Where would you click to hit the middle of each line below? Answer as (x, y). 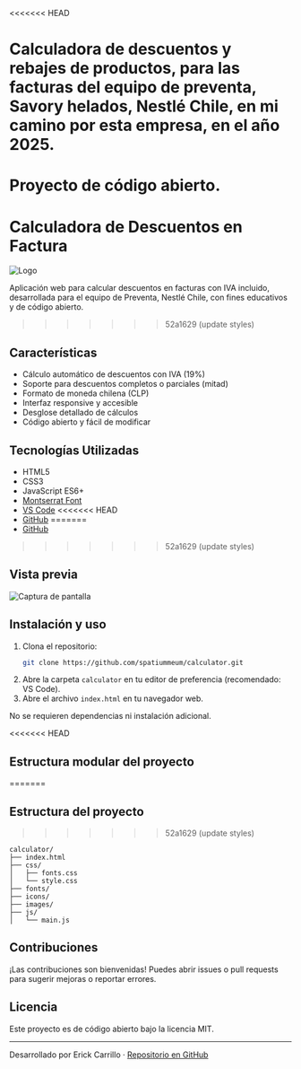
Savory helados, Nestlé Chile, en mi (144, 106)
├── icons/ (30, 897)
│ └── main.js (39, 920)
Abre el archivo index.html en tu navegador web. (113, 698)
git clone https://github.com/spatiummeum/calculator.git (133, 662)
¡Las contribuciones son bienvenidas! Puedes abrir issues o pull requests (144, 969)
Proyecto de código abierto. (115, 185)
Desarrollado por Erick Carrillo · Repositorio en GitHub (109, 1055)
